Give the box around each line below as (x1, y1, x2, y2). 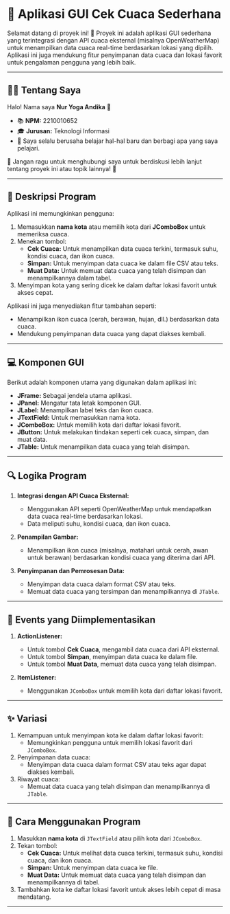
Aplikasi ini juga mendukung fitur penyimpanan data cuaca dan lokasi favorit (7, 51, 222, 59)
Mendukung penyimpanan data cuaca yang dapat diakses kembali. (16, 329, 207, 337)
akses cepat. (16, 288, 53, 296)
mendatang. (16, 893, 51, 901)
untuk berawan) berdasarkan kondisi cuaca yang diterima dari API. (27, 553, 216, 562)
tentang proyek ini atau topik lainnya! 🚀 (7, 164, 117, 172)
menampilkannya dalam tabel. (27, 274, 112, 282)
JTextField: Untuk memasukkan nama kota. (16, 414, 140, 422)
